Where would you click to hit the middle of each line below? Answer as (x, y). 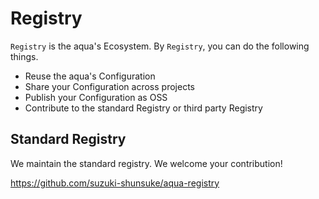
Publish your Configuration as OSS (96, 97)
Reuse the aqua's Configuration (90, 76)
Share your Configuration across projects (109, 86)
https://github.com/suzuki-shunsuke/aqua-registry (115, 183)
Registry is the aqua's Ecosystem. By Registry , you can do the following (160, 46)
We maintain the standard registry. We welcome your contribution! (146, 163)
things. (24, 56)
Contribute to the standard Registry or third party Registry (143, 108)
